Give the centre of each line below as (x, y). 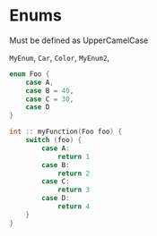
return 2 (74, 173)
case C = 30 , (50, 99)
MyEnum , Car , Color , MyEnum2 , (60, 57)
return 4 (74, 206)
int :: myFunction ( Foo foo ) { (66, 132)
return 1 (74, 156)
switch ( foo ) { (54, 140)
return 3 (74, 190)
